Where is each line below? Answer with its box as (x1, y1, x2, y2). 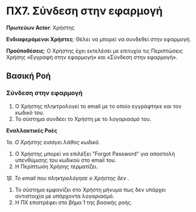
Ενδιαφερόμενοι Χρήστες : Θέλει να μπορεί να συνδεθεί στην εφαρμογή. (6, 35, 191, 43)
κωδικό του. (14, 109, 45, 116)
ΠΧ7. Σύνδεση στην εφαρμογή (6, 4, 163, 18)
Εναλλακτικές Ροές (6, 127, 58, 134)
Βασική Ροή (6, 71, 51, 81)
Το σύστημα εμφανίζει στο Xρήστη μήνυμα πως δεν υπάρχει (14, 186, 166, 193)
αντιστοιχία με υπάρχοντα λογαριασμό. (14, 192, 114, 199)
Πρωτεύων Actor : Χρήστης (6, 24, 75, 31)
